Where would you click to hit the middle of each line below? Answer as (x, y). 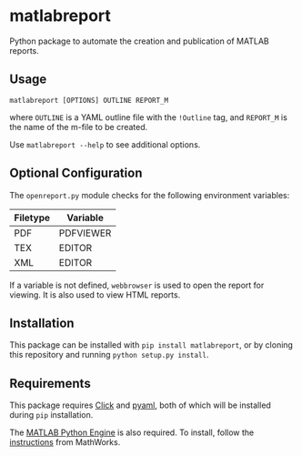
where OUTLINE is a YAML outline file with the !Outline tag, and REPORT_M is (149, 117)
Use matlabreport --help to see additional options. (105, 144)
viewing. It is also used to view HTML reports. (95, 294)
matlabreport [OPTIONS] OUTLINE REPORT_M (89, 100)
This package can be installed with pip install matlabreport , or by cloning (151, 345)
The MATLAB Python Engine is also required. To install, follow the (132, 432)
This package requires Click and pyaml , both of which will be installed (140, 405)
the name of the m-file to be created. (79, 127)
